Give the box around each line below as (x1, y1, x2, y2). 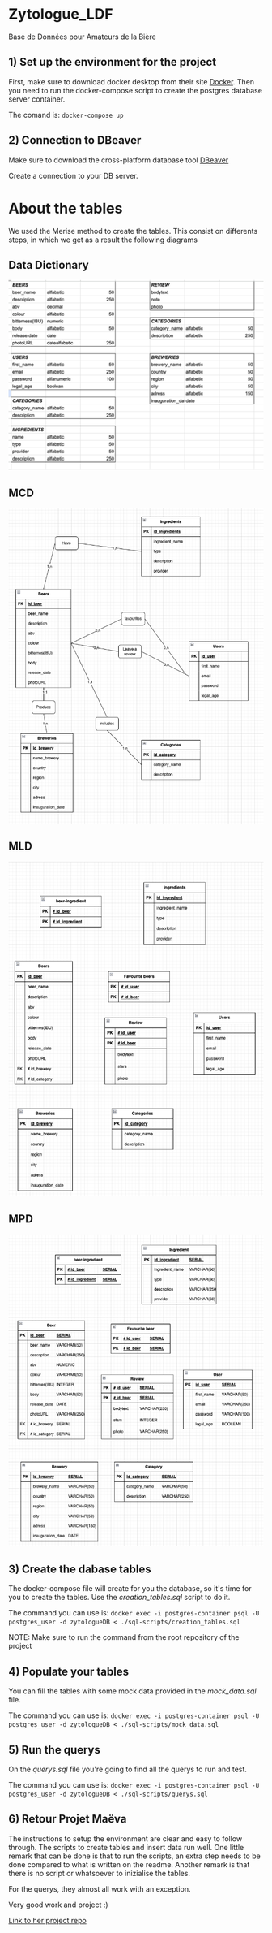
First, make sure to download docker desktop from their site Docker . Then (8, 76, 255, 86)
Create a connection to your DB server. (8, 171, 139, 180)
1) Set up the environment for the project (8, 55, 217, 69)
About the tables (8, 199, 123, 218)
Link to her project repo (8, 1915, 87, 1925)
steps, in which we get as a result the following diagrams (8, 235, 198, 244)
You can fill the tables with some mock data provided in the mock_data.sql (8, 1686, 257, 1696)
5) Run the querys (8, 1743, 101, 1757)
